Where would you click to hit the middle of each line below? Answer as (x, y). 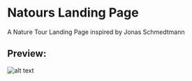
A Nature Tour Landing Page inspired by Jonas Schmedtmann (96, 32)
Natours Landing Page (73, 13)
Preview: (27, 54)
